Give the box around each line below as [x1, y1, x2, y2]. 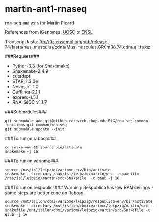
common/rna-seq [36, 123, 67, 127]
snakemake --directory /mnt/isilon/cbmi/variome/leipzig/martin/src [5, 203, 148, 208]
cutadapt [12, 73, 31, 79]
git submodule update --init [5, 126, 65, 132]
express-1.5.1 [12, 94, 39, 100]
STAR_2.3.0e [12, 78, 38, 84]
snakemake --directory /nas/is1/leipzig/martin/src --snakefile [5, 172, 139, 176]
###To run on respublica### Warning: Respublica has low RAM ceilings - [5, 184, 154, 190]
